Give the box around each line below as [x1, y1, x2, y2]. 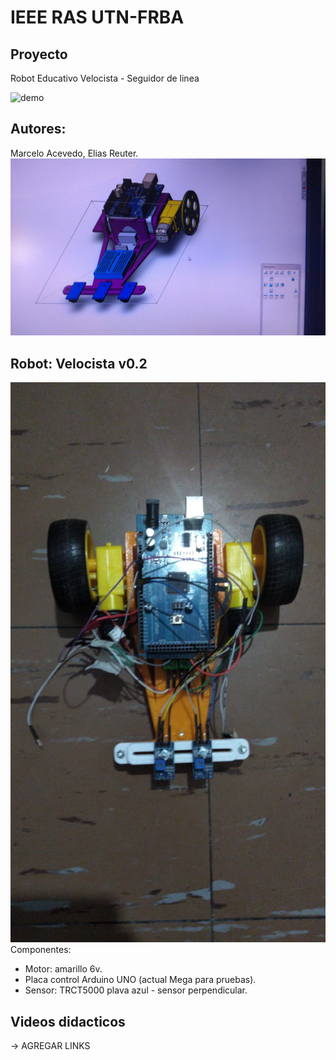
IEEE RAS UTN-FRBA [10, 6, 185, 29]
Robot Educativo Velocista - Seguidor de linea [10, 72, 200, 84]
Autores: [10, 121, 67, 138]
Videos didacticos [10, 1013, 126, 1030]
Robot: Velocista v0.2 [10, 355, 148, 372]
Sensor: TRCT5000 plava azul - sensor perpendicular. [24, 984, 248, 996]
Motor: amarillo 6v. [24, 963, 103, 975]
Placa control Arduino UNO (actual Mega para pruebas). [24, 974, 257, 986]
